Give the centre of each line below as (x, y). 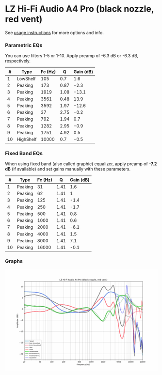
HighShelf (27, 140)
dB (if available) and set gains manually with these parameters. (68, 169)
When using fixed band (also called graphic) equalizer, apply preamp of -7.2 (81, 164)
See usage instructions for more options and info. (55, 32)
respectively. (18, 61)
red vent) (24, 19)
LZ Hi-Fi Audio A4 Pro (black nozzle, (80, 9)
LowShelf (26, 78)
